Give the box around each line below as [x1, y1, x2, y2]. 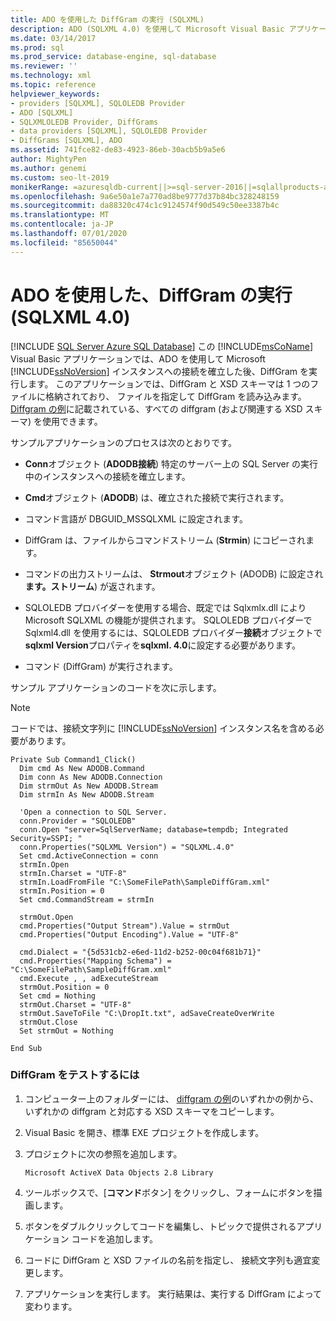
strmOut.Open [19, 912, 74, 922]
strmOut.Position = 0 [19, 982, 110, 992]
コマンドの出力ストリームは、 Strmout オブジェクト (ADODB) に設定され [24, 567, 324, 580]
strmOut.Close [19, 1017, 78, 1027]
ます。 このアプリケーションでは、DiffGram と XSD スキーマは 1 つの [27, 377, 311, 390]
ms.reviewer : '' [10, 61, 78, 71]
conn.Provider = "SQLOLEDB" [19, 816, 137, 826]
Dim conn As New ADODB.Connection [19, 772, 163, 782]
